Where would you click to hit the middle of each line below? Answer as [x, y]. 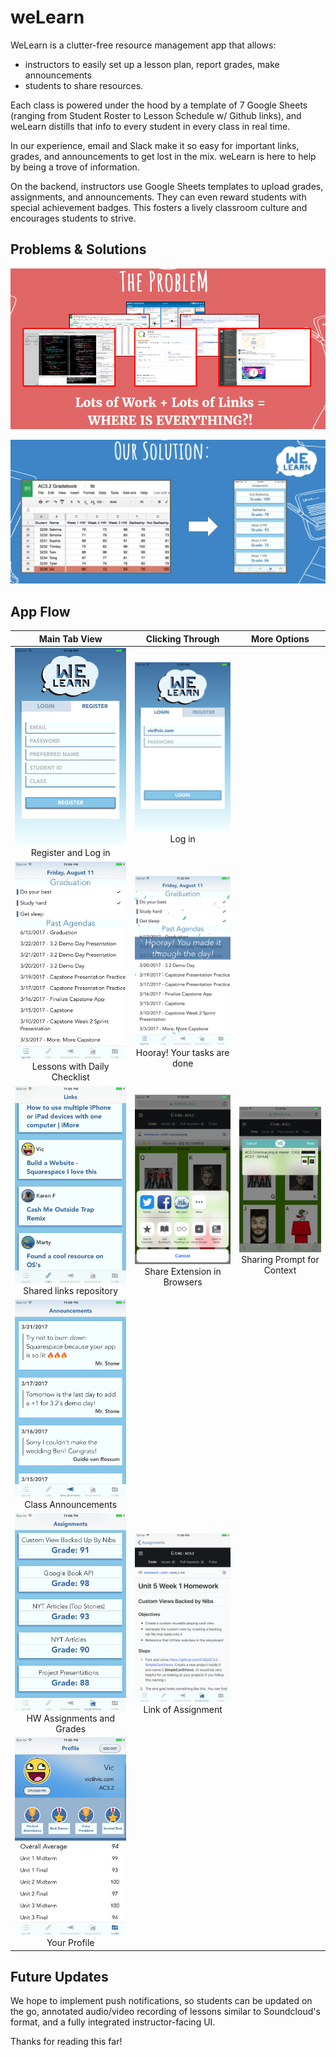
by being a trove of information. [75, 167]
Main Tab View [70, 638]
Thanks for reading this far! [66, 2042]
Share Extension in [183, 1271]
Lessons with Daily [70, 1067]
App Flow [40, 611]
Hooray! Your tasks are [182, 1052]
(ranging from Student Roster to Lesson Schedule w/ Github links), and [156, 115]
